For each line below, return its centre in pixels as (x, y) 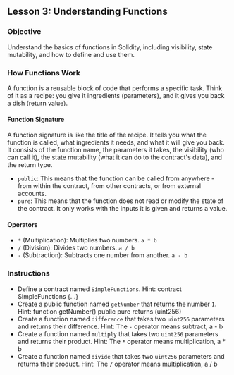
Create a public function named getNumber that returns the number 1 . (117, 304)
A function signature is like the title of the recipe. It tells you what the (107, 135)
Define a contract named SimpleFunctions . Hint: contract (99, 289)
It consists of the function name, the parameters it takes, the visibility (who (116, 150)
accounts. (32, 194)
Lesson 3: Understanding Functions (87, 12)
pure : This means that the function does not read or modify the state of (121, 201)
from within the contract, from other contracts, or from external (109, 186)
